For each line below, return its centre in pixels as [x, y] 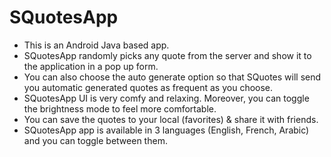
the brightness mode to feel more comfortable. [120, 108]
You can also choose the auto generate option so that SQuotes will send [172, 77]
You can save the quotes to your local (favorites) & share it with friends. [171, 119]
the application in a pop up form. [91, 66]
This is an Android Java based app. [96, 45]
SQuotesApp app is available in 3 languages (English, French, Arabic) [166, 130]
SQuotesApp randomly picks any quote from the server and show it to [167, 55]
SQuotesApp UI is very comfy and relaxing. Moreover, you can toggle [166, 98]
